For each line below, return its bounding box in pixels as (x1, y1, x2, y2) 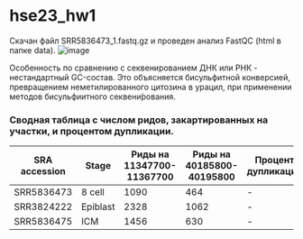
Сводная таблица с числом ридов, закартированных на (9, 114, 269, 126)
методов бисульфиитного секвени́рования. (9, 91, 176, 102)
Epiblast (80, 200, 115, 213)
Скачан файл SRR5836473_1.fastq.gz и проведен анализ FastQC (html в (9, 35, 281, 46)
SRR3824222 (14, 200, 73, 213)
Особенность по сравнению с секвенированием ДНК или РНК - (9, 62, 258, 73)
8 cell (80, 186, 106, 198)
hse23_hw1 (9, 5, 96, 26)
